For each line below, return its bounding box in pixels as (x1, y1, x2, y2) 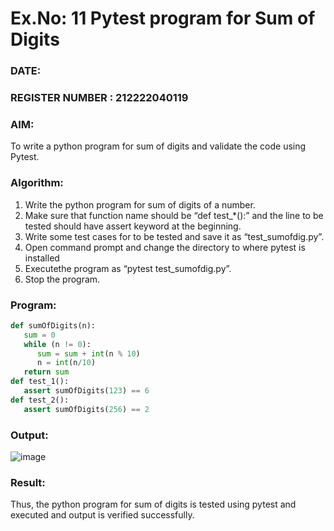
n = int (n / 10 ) (36, 358, 97, 368)
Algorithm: (10, 176, 64, 190)
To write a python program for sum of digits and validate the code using (10, 140, 307, 152)
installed (24, 252, 60, 264)
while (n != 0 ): (23, 339, 92, 349)
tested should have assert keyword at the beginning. (24, 220, 242, 232)
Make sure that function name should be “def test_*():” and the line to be (24, 209, 324, 221)
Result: (10, 475, 46, 489)
